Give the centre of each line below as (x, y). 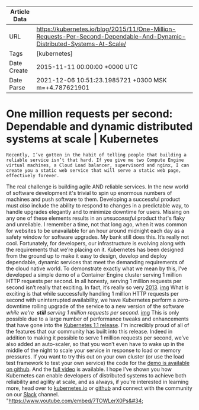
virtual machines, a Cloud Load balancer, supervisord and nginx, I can (98, 165)
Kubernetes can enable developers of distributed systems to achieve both (96, 375)
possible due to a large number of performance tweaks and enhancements (97, 319)
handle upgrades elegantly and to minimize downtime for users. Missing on (98, 212)
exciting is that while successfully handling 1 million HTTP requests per (92, 293)
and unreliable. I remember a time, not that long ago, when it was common (97, 224)
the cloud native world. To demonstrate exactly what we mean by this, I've (97, 268)
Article (20, 12)
